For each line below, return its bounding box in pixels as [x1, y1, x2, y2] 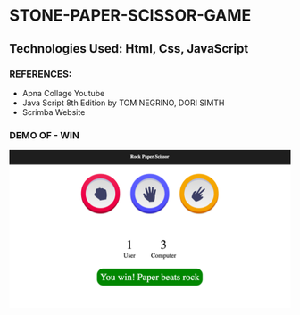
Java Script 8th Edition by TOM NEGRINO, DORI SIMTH [21, 97, 225, 108]
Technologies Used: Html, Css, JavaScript [9, 41, 249, 56]
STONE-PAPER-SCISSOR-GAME [9, 5, 252, 26]
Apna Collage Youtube [21, 87, 105, 98]
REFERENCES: [9, 68, 72, 80]
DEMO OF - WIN [9, 128, 80, 141]
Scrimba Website [21, 106, 86, 117]
